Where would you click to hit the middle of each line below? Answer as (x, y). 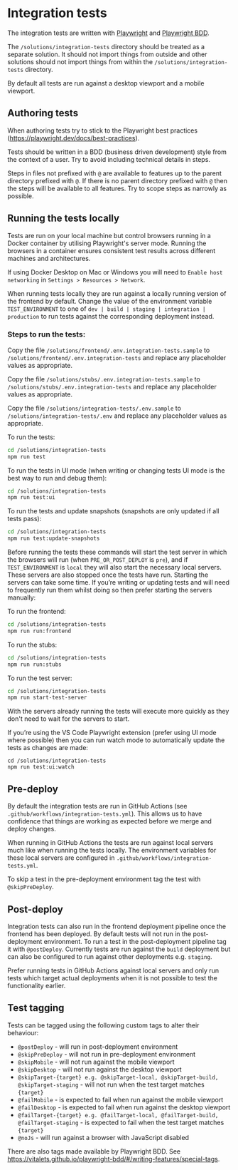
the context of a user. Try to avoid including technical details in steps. (109, 159)
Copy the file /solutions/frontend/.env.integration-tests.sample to (109, 350)
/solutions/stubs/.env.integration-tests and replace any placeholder (112, 386)
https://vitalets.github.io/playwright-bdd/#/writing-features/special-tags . (114, 1159)
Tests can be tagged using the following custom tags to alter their (103, 1025)
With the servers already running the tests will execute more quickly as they (118, 712)
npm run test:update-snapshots (54, 539)
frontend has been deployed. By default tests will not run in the (99, 934)
